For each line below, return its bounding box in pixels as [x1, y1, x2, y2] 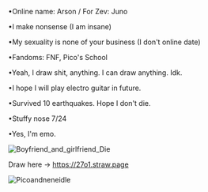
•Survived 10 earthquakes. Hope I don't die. [8, 99, 152, 107]
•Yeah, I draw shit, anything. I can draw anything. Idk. [8, 68, 183, 77]
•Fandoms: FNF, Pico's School [8, 53, 108, 62]
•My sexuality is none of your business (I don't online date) [8, 37, 201, 47]
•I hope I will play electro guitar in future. [8, 83, 142, 92]
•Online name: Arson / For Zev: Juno [8, 7, 128, 16]
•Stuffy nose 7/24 [8, 114, 67, 123]
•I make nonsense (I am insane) [8, 22, 112, 31]
